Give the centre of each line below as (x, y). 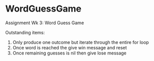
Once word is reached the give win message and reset (70, 47)
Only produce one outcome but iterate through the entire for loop (81, 42)
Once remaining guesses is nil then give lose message (70, 53)
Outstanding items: (25, 32)
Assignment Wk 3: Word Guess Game (45, 23)
